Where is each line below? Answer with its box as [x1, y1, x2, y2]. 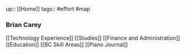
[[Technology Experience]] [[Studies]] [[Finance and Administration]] [6, 34, 180, 42]
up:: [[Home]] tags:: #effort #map [6, 6, 90, 12]
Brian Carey [6, 20, 42, 29]
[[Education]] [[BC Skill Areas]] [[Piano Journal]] [6, 41, 128, 48]
